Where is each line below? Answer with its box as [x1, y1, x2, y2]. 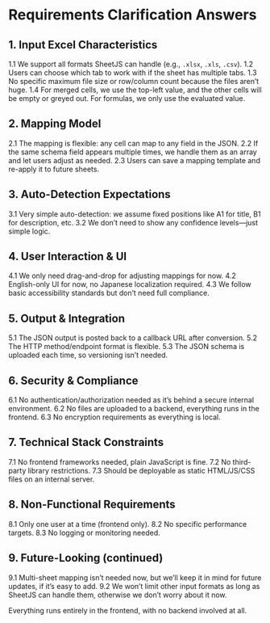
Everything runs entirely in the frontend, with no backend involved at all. [8, 605, 247, 615]
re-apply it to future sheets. [8, 164, 99, 174]
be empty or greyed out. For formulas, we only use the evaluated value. [8, 94, 246, 103]
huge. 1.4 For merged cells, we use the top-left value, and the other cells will [8, 85, 262, 95]
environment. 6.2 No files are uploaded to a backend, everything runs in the [8, 404, 260, 414]
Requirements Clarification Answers [8, 6, 257, 24]
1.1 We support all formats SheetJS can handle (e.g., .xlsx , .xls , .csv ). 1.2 [8, 59, 254, 69]
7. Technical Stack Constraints [8, 436, 164, 449]
